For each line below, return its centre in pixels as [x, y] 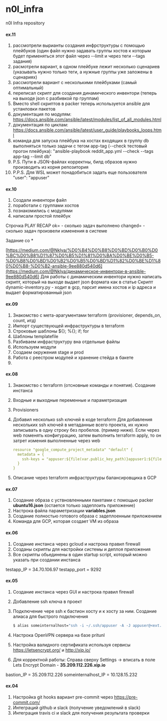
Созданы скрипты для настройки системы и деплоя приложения [82, 549]
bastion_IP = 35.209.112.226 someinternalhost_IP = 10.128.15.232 [72, 674]
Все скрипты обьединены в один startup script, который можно [80, 554]
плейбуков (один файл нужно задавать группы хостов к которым [82, 51]
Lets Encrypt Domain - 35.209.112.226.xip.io [59, 665]
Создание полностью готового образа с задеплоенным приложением [87, 516]
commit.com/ [26, 702]
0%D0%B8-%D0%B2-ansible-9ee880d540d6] [54, 266]
